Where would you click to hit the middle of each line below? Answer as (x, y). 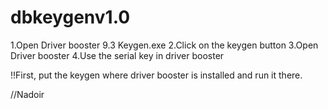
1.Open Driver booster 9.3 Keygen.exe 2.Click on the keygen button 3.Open (164, 45)
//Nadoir (27, 94)
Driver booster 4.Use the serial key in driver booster (117, 55)
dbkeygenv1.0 (70, 17)
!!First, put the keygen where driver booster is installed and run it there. (156, 75)
